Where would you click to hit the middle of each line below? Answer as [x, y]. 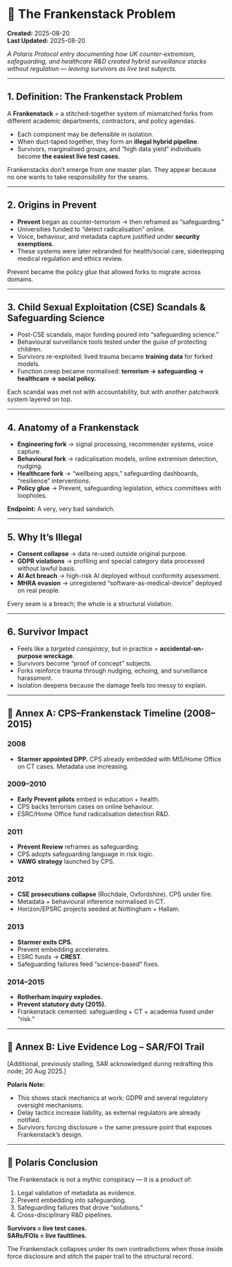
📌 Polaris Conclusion [53, 1163]
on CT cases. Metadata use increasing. [73, 766]
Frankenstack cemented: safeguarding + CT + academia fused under [115, 1012]
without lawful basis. [46, 568]
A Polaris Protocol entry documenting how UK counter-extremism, [101, 54]
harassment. [35, 678]
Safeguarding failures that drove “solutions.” [80, 1207]
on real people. [39, 590]
